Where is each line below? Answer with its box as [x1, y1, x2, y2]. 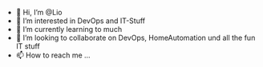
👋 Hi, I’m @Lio [15, 8, 63, 17]
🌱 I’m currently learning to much [15, 25, 123, 33]
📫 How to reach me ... [15, 50, 91, 60]
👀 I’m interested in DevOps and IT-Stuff [15, 16, 146, 26]
